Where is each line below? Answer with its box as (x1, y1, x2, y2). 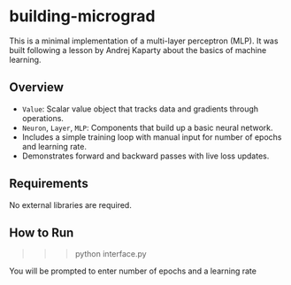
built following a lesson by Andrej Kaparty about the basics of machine (9, 44, 267, 55)
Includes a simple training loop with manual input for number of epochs (21, 131, 282, 142)
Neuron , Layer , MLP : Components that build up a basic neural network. (21, 122, 273, 133)
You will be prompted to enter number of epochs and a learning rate (9, 266, 257, 276)
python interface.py (74, 249, 148, 259)
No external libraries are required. (9, 199, 133, 210)
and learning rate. (21, 141, 87, 151)
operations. (21, 112, 65, 123)
